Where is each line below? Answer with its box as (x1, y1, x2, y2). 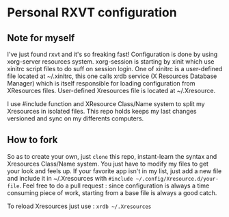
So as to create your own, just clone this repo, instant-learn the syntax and (7, 152, 217, 160)
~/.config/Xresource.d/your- (135, 175, 219, 182)
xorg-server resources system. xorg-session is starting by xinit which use (7, 58, 215, 66)
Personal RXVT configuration (7, 5, 177, 21)
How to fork (7, 134, 58, 146)
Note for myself (7, 32, 75, 44)
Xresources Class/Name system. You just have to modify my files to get (7, 159, 208, 168)
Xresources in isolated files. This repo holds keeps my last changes (7, 107, 197, 115)
